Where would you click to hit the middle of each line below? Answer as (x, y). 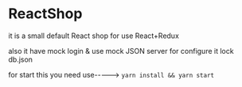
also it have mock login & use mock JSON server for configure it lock (121, 51)
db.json (21, 59)
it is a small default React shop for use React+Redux (94, 36)
